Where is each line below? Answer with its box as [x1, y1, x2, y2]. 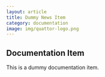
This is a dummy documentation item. [6, 64, 99, 71]
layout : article [6, 8, 47, 15]
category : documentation [6, 20, 68, 26]
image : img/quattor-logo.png [6, 25, 79, 32]
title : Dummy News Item [6, 14, 66, 20]
